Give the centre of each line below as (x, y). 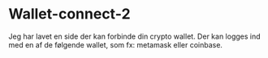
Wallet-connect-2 (70, 14)
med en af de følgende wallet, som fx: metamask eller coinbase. (116, 44)
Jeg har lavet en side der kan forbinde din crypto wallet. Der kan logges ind (135, 36)
